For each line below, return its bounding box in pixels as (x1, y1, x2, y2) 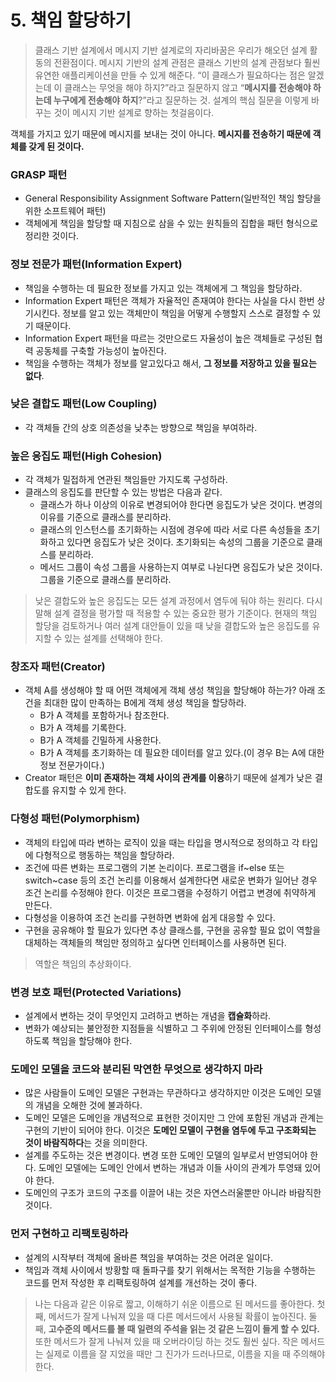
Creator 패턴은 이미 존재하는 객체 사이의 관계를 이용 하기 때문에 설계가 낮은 (24, 772, 313, 784)
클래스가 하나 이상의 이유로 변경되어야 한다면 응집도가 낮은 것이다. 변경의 (39, 499, 323, 511)
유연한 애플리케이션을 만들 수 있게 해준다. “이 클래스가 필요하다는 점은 (34, 69, 306, 81)
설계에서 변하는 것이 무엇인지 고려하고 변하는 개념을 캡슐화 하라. (24, 1010, 272, 1022)
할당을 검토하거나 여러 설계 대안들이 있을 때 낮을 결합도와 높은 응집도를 (34, 620, 310, 632)
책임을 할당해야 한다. (51, 1035, 133, 1047)
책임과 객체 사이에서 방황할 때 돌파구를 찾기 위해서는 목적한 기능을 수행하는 (24, 1264, 317, 1276)
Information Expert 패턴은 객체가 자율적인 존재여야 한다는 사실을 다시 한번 (24, 294, 315, 306)
